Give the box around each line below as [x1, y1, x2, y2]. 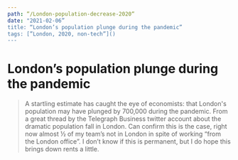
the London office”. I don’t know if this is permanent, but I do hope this [24, 137, 231, 146]
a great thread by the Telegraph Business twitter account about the [24, 114, 222, 123]
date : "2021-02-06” [7, 17, 65, 24]
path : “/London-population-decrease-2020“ [7, 10, 135, 18]
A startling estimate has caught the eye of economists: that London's [24, 100, 227, 108]
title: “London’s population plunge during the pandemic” [7, 23, 183, 31]
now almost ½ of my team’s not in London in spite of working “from [24, 129, 222, 139]
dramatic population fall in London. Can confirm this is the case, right [24, 122, 227, 131]
